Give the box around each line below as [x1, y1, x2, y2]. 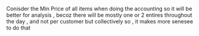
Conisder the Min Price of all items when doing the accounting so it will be [6, 5, 193, 12]
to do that [6, 24, 30, 31]
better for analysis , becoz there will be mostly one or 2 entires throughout [6, 11, 193, 19]
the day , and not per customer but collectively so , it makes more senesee [6, 18, 194, 25]
